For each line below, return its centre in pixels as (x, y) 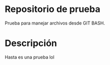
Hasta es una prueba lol (29, 57)
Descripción (31, 43)
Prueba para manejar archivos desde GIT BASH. (55, 23)
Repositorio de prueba (53, 9)
